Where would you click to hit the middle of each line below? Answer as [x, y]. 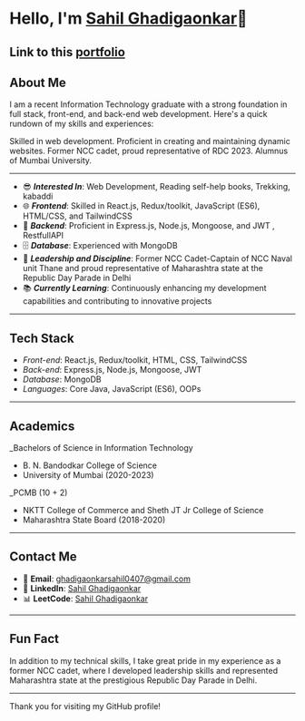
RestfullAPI [43, 236]
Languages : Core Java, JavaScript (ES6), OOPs [112, 389]
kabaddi [38, 196]
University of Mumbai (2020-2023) [88, 475]
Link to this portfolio [67, 52]
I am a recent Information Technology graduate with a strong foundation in [148, 104]
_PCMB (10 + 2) [39, 492]
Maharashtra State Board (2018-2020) [94, 520]
